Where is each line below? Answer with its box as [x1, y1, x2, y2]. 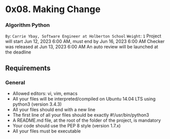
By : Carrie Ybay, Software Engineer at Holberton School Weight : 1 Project [5, 33, 161, 39]
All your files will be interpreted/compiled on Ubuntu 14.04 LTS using [12, 96, 156, 102]
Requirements [5, 64, 51, 72]
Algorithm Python [5, 22, 50, 29]
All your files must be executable [12, 128, 81, 134]
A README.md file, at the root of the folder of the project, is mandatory [12, 117, 161, 123]
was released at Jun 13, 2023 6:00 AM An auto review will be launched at [5, 44, 158, 50]
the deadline [5, 49, 31, 55]
